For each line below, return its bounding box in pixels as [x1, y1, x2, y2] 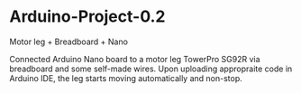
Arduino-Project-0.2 [9, 6, 166, 27]
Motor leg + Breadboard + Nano [9, 36, 129, 47]
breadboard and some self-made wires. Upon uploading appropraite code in [9, 63, 293, 74]
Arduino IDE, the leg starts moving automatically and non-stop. [9, 72, 242, 83]
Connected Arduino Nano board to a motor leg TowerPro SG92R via [9, 53, 260, 64]
